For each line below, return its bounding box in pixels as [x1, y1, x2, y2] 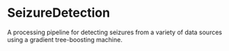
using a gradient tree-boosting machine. [7, 35, 123, 43]
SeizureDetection [7, 5, 110, 21]
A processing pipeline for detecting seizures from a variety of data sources [7, 28, 223, 36]
